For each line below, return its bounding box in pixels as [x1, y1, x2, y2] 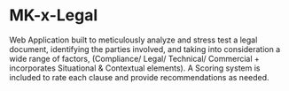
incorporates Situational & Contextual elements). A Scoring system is [9, 63, 261, 73]
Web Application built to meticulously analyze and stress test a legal [9, 34, 258, 45]
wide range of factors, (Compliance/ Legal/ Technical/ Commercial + [9, 53, 260, 64]
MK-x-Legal [9, 5, 98, 26]
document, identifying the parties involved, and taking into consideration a [9, 43, 281, 54]
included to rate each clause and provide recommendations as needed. [9, 72, 269, 82]
